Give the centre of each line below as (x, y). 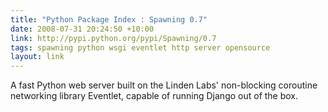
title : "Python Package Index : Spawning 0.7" (109, 19)
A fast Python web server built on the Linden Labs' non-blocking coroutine (164, 85)
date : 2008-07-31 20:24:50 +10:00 (82, 29)
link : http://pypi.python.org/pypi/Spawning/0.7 (113, 38)
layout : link (37, 57)
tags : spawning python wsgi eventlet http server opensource (140, 47)
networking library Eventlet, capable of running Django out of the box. (154, 96)
